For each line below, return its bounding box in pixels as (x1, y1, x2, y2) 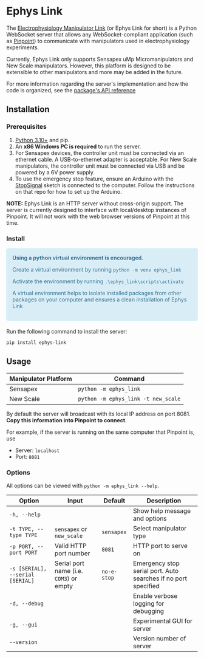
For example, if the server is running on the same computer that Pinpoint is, (6, 428, 195, 436)
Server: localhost (15, 447, 59, 454)
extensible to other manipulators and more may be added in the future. (6, 68, 183, 75)
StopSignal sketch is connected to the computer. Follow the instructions (15, 181, 195, 189)
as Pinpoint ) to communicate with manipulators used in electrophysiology (6, 37, 190, 44)
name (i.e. (54, 566, 83, 575)
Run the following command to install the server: (6, 327, 127, 335)
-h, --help (9, 511, 41, 518)
